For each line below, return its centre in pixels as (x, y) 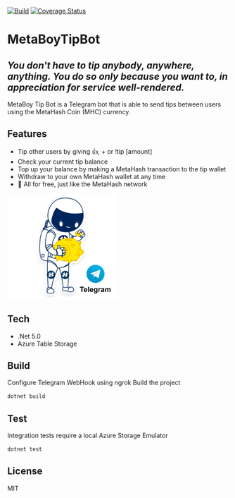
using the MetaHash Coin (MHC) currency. (69, 112)
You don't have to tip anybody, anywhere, (101, 65)
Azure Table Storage (47, 344)
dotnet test (25, 449)
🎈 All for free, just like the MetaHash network (82, 184)
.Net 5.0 (29, 336)
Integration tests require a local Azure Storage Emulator (88, 436)
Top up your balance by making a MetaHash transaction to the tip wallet (122, 169)
